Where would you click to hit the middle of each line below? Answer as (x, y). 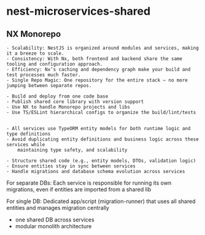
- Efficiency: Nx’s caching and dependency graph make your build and (99, 69)
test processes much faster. (44, 75)
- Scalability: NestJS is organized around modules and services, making (103, 48)
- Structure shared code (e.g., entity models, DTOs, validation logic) (101, 161)
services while (26, 145)
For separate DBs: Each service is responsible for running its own (89, 183)
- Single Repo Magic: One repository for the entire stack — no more (97, 80)
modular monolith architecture (53, 226)
